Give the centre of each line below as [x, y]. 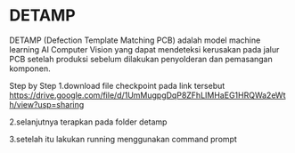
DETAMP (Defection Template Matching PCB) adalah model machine [135, 40]
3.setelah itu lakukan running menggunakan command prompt [123, 139]
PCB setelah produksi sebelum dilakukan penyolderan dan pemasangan [141, 59]
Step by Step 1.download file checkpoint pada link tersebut [117, 85]
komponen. [30, 68]
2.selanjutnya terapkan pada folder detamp [88, 122]
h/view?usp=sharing [47, 104]
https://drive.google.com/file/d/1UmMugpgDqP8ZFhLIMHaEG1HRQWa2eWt [147, 95]
